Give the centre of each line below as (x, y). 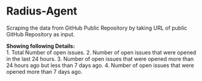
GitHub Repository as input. (41, 34)
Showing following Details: (41, 46)
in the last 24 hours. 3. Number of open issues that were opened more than (100, 59)
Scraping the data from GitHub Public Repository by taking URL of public (97, 28)
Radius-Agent (42, 11)
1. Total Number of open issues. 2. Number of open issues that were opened (101, 52)
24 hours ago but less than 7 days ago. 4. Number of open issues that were (100, 65)
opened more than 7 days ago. (44, 71)
